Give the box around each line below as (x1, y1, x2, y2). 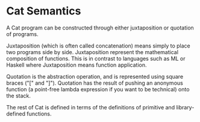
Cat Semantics (6, 4, 81, 18)
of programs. (6, 30, 39, 37)
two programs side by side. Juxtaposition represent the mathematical (6, 48, 179, 55)
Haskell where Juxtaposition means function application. (6, 61, 147, 69)
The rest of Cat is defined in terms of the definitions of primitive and (6, 103, 175, 111)
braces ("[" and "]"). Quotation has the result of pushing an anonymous (6, 79, 184, 87)
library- (176, 103, 195, 111)
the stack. (6, 92, 31, 99)
